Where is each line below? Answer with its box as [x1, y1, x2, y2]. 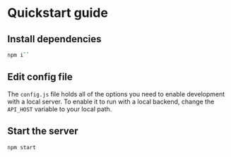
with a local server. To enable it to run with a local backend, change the [7, 97, 215, 106]
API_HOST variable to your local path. [7, 104, 112, 113]
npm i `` [7, 51, 30, 58]
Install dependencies [7, 33, 102, 45]
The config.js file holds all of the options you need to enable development [7, 89, 225, 98]
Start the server [7, 125, 79, 137]
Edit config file [7, 71, 73, 83]
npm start [7, 144, 37, 151]
